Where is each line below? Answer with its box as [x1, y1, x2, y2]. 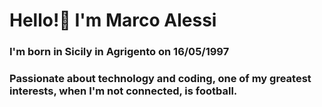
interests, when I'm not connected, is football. [9, 84, 238, 98]
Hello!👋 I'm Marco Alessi [9, 9, 217, 32]
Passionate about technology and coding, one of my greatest [9, 72, 312, 86]
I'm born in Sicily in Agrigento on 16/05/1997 [9, 45, 230, 59]
